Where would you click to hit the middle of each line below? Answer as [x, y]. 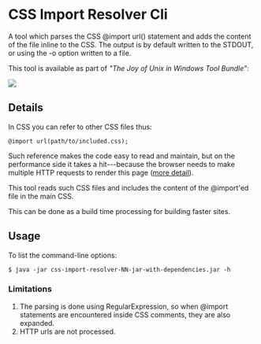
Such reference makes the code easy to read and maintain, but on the [121, 156]
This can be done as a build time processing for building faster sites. [119, 211]
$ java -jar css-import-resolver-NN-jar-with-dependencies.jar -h [119, 269]
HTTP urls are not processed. [67, 331]
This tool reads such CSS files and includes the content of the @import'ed [129, 187]
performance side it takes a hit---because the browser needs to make [121, 164]
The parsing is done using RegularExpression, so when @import [124, 306]
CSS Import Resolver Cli [88, 15]
